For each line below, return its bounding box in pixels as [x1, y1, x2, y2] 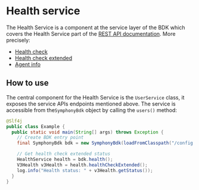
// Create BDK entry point [17, 135, 84, 141]
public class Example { [6, 123, 66, 129]
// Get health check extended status [17, 151, 111, 157]
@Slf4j [6, 118, 23, 124]
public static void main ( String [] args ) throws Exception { [11, 129, 164, 135]
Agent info [14, 61, 41, 68]
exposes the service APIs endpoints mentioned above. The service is [6, 100, 176, 107]
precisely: [6, 36, 31, 43]
